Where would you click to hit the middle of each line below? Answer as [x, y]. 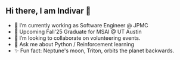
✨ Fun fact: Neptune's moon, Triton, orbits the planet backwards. [94, 50]
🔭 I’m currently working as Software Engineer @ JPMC [81, 25]
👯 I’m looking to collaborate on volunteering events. [77, 38]
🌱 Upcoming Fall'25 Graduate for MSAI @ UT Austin [78, 31]
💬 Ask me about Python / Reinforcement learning [74, 44]
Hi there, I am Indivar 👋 [48, 11]
